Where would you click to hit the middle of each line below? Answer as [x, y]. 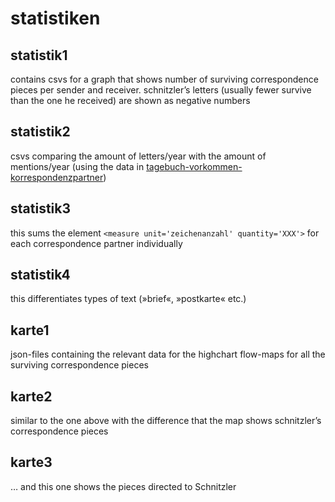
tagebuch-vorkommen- [194, 166]
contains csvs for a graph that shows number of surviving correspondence [164, 79]
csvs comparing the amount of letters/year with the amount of [138, 156]
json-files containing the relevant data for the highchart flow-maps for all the [168, 354]
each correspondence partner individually [96, 243]
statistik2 [40, 132]
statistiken [55, 18]
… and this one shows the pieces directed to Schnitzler [123, 486]
